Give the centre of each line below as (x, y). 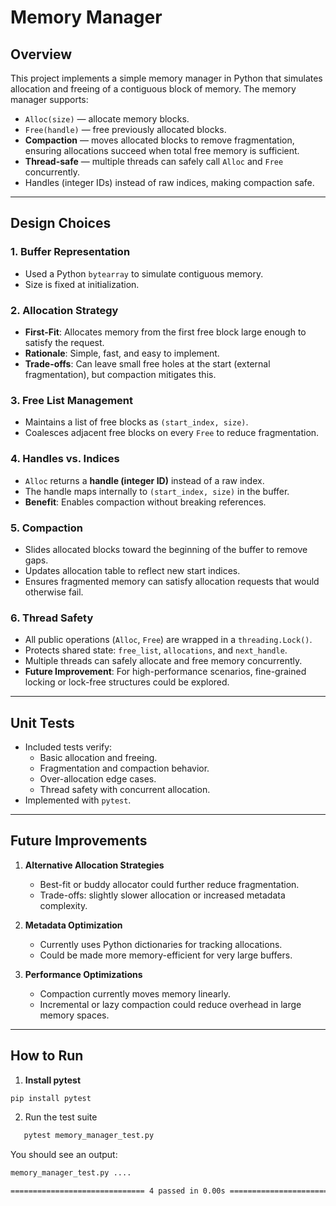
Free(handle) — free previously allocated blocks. (125, 129)
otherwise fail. (54, 592)
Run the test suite (61, 1117)
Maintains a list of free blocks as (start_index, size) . (136, 422)
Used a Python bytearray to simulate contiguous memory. (144, 273)
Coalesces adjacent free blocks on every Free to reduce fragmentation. (172, 433)
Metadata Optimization (73, 925)
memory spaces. (74, 1015)
